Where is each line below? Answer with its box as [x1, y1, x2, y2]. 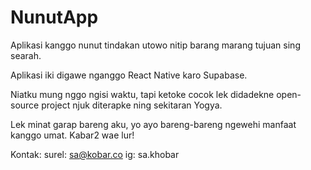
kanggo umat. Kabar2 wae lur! [10, 129, 135, 141]
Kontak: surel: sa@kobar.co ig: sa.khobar [10, 148, 180, 160]
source [10, 99, 40, 111]
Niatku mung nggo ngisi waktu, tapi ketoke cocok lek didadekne [10, 88, 275, 100]
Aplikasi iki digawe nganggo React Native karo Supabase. [10, 69, 248, 81]
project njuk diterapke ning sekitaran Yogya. [41, 99, 223, 111]
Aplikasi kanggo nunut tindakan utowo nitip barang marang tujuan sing [10, 39, 301, 51]
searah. [10, 49, 42, 61]
